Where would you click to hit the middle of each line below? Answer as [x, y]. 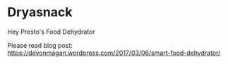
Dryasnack [40, 12]
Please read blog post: [40, 45]
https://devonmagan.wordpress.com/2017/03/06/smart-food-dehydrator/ [114, 53]
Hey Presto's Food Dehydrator [51, 32]
